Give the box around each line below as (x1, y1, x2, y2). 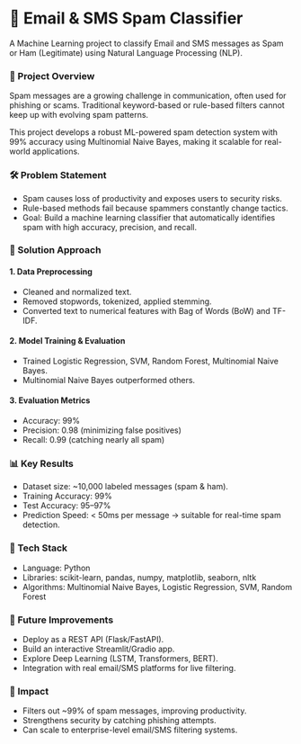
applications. (31, 146, 80, 157)
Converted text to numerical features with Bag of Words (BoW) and (22, 305, 271, 316)
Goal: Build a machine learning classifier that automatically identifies (22, 211, 276, 223)
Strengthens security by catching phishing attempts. (22, 715, 217, 726)
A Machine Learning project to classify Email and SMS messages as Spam (9, 38, 285, 49)
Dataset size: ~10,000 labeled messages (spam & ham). (22, 481, 229, 492)
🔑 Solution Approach (9, 244, 102, 256)
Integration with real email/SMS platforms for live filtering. (22, 662, 236, 673)
